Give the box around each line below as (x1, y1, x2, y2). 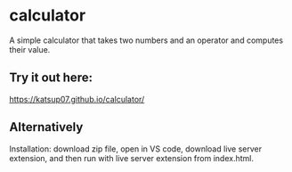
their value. (9, 44, 51, 54)
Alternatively (9, 119, 84, 135)
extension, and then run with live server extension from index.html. (9, 152, 254, 163)
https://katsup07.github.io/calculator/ (9, 94, 145, 104)
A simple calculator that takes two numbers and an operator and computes (9, 35, 283, 45)
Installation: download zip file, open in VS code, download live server (9, 143, 263, 154)
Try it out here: (9, 70, 93, 86)
